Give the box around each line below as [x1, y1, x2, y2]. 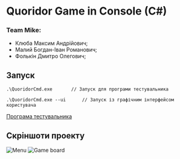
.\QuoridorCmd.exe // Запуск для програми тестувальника [6, 86, 169, 92]
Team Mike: [6, 26, 41, 35]
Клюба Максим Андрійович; [14, 39, 88, 47]
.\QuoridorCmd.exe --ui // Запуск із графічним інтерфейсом [6, 97, 174, 103]
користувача [6, 102, 36, 109]
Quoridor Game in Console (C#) [6, 4, 167, 18]
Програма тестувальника [6, 113, 72, 120]
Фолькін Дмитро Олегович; [14, 53, 86, 60]
